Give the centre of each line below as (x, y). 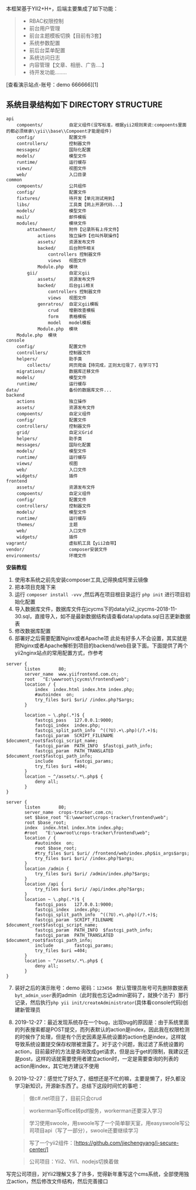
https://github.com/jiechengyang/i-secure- (127, 1143)
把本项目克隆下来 (35, 587)
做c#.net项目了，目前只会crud (66, 1098)
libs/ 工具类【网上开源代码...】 (71, 204)
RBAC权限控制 (47, 21)
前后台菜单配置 (47, 50)
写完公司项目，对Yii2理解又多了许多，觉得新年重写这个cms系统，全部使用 (95, 1174)
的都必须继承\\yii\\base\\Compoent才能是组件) (59, 131)
